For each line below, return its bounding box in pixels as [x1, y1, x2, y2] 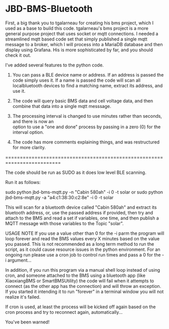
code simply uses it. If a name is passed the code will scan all [12, 77, 141, 83]
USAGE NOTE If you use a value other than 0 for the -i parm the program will [5, 230, 164, 236]
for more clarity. [12, 144, 46, 150]
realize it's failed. [5, 294, 41, 300]
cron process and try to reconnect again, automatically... [5, 309, 123, 315]
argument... [7, 257, 32, 263]
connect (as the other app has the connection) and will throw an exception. [5, 283, 161, 289]
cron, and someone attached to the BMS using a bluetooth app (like [5, 272, 146, 278]
